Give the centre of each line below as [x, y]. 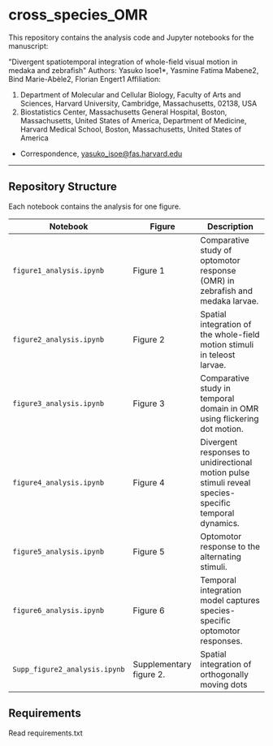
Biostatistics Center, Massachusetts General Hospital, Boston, [123, 112]
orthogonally [225, 674]
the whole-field [230, 334]
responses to [225, 452]
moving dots [224, 684]
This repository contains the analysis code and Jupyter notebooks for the [131, 37]
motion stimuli [227, 344]
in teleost [218, 355]
